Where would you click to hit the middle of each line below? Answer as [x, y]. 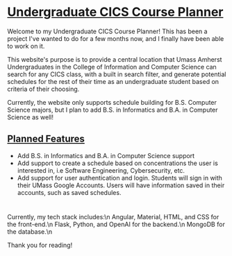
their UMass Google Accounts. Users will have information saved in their [121, 185]
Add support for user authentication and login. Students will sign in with [119, 178]
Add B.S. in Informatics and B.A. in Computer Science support [106, 155]
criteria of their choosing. [43, 89]
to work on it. [26, 46]
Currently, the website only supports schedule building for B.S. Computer [112, 102]
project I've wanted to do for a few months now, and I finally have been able [116, 38]
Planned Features [46, 139]
